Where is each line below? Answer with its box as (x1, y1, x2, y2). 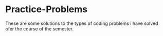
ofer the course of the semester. (5, 25, 74, 31)
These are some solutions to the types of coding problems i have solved (5, 20, 158, 26)
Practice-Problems (5, 4, 88, 15)
